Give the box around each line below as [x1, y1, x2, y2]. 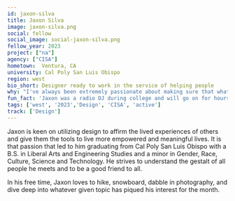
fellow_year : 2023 [7, 43, 61, 50]
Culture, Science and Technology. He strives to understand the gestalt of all [7, 157, 226, 165]
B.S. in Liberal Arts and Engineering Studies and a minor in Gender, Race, [7, 149, 218, 158]
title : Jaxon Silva [7, 17, 64, 24]
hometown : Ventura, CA [7, 62, 77, 69]
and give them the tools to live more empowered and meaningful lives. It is [7, 134, 222, 143]
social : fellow [7, 29, 52, 37]
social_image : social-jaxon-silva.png [7, 36, 120, 43]
